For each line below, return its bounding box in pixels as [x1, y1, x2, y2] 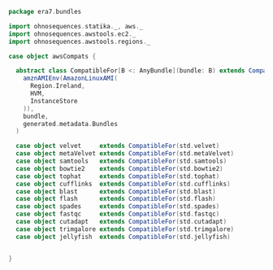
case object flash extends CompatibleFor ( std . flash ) [15, 195, 217, 203]
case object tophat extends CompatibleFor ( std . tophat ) [15, 172, 220, 181]
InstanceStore [29, 97, 79, 105]
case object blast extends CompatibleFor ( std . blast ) [15, 187, 217, 195]
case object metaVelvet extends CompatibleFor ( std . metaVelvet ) [15, 150, 234, 158]
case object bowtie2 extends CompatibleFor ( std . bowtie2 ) [15, 164, 223, 172]
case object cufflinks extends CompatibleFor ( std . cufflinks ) [15, 180, 231, 188]
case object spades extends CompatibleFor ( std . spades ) [15, 202, 220, 211]
